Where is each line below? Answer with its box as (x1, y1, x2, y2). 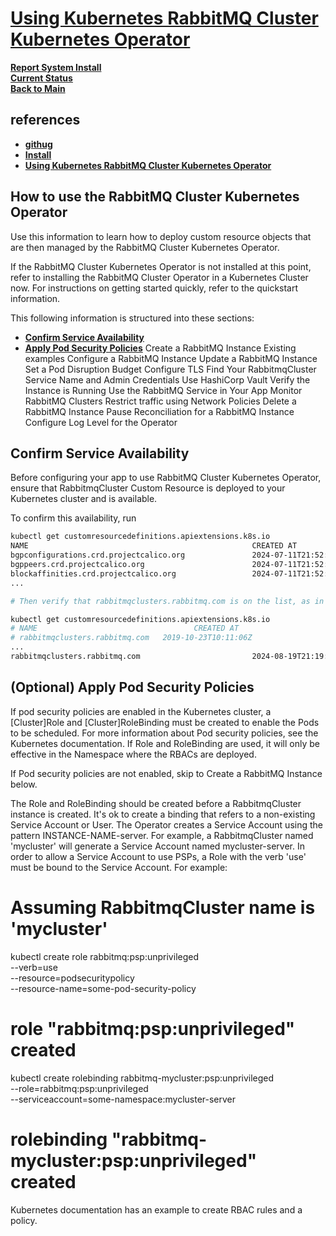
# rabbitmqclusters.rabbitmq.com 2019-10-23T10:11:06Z (10, 633, 253, 643)
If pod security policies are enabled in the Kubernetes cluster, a (10, 705, 272, 717)
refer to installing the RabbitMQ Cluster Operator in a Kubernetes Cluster (10, 271, 309, 283)
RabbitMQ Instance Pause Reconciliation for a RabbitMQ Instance (24, 405, 295, 417)
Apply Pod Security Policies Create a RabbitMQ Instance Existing (24, 342, 297, 354)
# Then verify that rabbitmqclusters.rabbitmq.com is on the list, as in (10, 596, 325, 606)
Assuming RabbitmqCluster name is (10, 896, 316, 919)
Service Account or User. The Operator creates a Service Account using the (10, 818, 323, 831)
